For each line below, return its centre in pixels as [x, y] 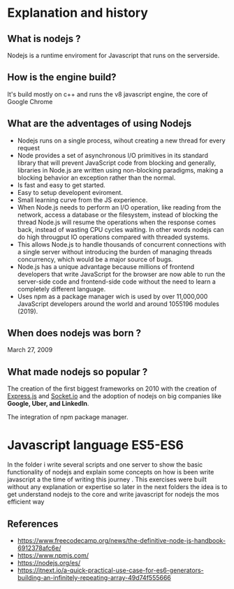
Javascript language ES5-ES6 [95, 445]
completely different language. [61, 289]
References [33, 524]
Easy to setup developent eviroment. [70, 192]
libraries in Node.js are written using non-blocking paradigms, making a [120, 170]
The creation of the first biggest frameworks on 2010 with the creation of [112, 388]
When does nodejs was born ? [74, 333]
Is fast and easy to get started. [61, 185]
